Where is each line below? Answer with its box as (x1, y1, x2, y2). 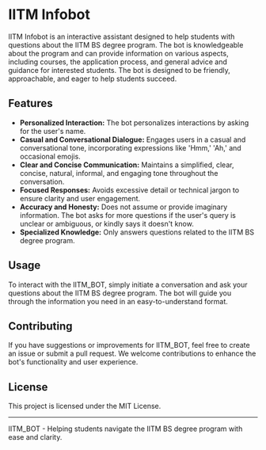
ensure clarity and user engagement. (19, 193, 141, 203)
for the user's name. (19, 126, 86, 135)
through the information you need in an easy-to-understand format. (8, 296, 228, 306)
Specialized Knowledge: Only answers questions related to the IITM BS (19, 227, 255, 237)
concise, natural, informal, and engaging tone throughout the (19, 168, 218, 177)
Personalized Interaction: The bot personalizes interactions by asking (19, 117, 249, 128)
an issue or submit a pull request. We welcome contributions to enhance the (8, 349, 256, 358)
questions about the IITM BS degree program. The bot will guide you (8, 288, 232, 298)
